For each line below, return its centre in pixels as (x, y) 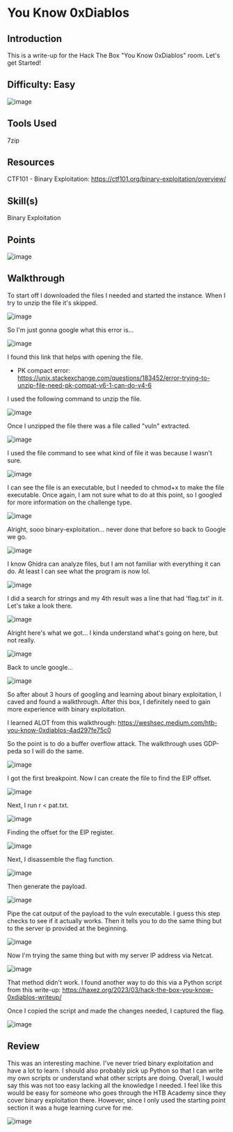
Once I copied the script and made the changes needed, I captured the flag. (116, 1010)
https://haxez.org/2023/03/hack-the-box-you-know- (138, 990)
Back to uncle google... (40, 667)
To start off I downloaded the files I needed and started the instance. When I (116, 295)
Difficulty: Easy (41, 85)
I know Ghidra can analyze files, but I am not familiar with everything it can (114, 564)
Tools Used (32, 124)
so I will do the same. (54, 751)
